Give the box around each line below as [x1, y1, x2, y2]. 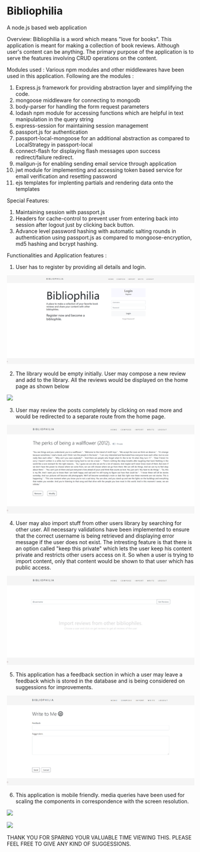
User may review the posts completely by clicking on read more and [15, 407, 183, 414]
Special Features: [7, 197, 49, 204]
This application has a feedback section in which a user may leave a [15, 671, 183, 678]
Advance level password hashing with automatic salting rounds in [15, 227, 176, 234]
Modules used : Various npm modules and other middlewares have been [7, 66, 185, 73]
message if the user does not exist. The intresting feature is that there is [15, 539, 192, 546]
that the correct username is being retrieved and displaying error [15, 532, 174, 539]
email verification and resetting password [15, 172, 117, 180]
